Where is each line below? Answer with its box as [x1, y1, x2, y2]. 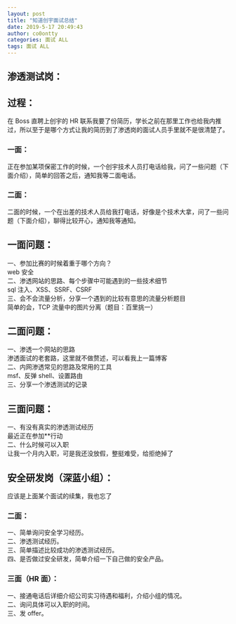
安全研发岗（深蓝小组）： [7, 472, 114, 483]
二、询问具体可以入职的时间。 [7, 600, 93, 609]
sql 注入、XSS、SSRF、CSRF [7, 285, 93, 294]
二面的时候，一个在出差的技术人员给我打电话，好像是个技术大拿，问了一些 [7, 207, 223, 216]
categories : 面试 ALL [7, 37, 69, 44]
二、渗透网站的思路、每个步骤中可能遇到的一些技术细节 [7, 276, 167, 285]
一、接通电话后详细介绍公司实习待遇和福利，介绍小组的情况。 [7, 591, 186, 599]
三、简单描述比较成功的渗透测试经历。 [7, 546, 118, 554]
